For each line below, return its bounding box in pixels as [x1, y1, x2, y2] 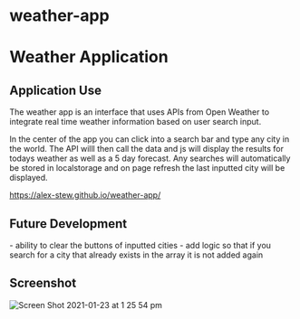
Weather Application [9, 47, 169, 68]
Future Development [9, 216, 128, 231]
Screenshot [9, 276, 77, 291]
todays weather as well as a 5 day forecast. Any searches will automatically [9, 153, 291, 164]
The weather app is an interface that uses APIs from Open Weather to [9, 107, 270, 117]
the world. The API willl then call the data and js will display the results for [9, 144, 284, 155]
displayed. [9, 173, 48, 183]
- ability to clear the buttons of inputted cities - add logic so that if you [9, 240, 272, 250]
